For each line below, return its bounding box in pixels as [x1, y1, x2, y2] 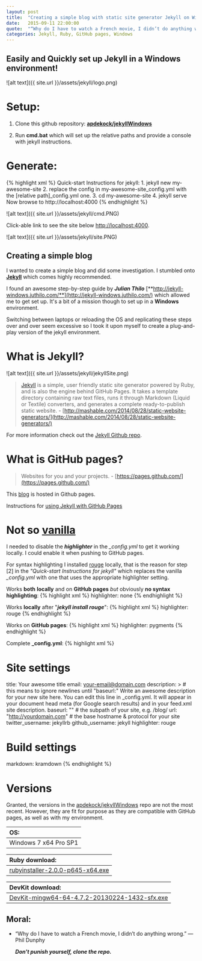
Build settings [6, 740, 77, 754]
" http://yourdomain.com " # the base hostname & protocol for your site [6, 713, 180, 720]
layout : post [6, 8, 39, 15]
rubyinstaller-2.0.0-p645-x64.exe [9, 866, 109, 874]
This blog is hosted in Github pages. [6, 490, 96, 498]
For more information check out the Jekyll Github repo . [6, 431, 142, 439]
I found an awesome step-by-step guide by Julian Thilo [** [6, 284, 153, 292]
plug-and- [170, 322, 195, 329]
